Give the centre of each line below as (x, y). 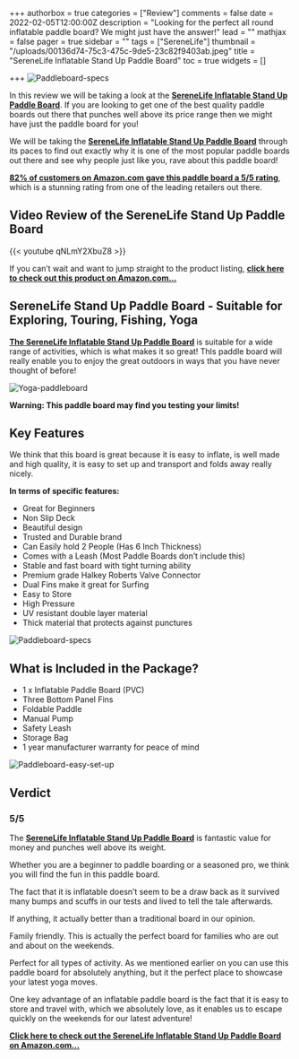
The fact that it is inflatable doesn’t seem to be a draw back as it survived (145, 891)
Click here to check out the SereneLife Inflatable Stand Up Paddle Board (145, 1036)
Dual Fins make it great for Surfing (85, 585)
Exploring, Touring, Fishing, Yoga (104, 321)
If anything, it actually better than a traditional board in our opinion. (132, 918)
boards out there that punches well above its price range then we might (141, 114)
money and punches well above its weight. (88, 847)
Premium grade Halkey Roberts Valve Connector (111, 575)
